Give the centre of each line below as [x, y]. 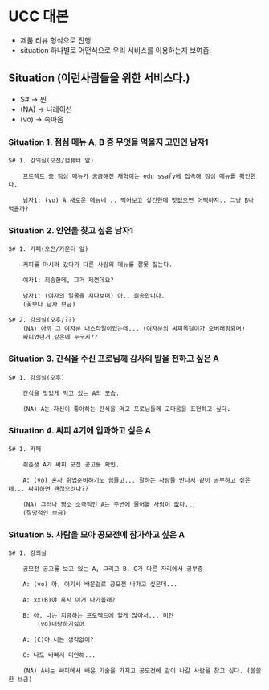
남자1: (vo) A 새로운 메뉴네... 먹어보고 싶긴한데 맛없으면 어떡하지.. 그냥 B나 [139, 201]
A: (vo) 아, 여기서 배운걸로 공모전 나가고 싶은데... [100, 585]
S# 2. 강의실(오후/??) [42, 320]
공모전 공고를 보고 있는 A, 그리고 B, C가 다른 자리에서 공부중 [113, 569]
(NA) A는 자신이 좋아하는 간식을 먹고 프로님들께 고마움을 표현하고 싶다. [127, 409]
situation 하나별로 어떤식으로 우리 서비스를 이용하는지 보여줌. [115, 50]
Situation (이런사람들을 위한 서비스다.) [99, 78]
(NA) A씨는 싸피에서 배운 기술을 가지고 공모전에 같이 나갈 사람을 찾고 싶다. [133, 671]
